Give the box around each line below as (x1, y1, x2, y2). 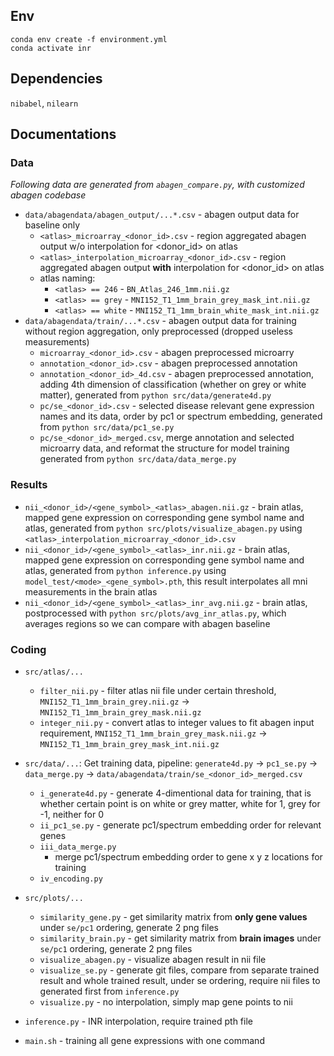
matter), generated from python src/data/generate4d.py (39, 389, 272, 401)
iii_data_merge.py (39, 842, 117, 852)
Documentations (10, 126, 117, 143)
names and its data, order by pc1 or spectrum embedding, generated (39, 410, 323, 423)
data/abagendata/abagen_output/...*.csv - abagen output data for (24, 209, 300, 221)
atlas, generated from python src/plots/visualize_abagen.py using (24, 522, 303, 534)
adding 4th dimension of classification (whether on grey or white (39, 379, 307, 391)
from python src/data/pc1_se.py (39, 421, 175, 433)
